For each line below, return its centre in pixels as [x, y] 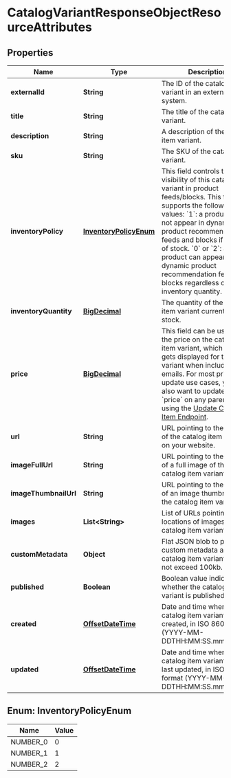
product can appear [193, 257]
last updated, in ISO [193, 669]
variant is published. [194, 596]
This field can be [188, 331]
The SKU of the [186, 151]
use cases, [203, 382]
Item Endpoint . [185, 417]
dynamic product [189, 266]
